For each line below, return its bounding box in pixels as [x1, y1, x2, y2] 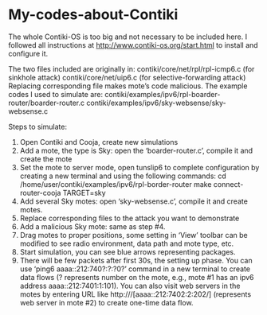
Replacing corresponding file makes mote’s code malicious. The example [8, 81, 248, 91]
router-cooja [19, 188, 61, 197]
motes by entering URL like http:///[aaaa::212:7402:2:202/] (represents [19, 289, 252, 299]
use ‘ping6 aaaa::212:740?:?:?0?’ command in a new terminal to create [19, 264, 251, 274]
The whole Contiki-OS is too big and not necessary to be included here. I [8, 32, 248, 41]
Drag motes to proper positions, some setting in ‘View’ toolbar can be [19, 230, 249, 239]
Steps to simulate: [8, 122, 68, 131]
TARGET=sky [62, 188, 106, 197]
